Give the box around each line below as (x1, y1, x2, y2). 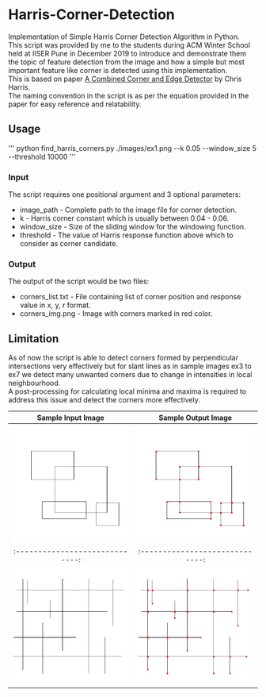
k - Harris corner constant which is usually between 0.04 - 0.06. (19, 214, 230, 223)
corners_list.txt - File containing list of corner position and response (19, 292, 241, 302)
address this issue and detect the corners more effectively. (8, 395, 200, 405)
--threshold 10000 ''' (8, 152, 77, 161)
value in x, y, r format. (19, 300, 91, 310)
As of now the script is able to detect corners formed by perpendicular (8, 353, 239, 363)
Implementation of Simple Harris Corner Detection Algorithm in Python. (8, 32, 240, 41)
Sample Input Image (36, 413, 104, 422)
